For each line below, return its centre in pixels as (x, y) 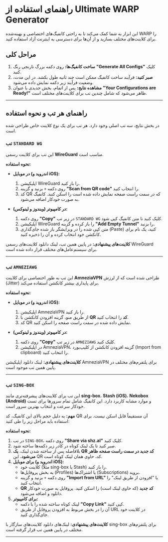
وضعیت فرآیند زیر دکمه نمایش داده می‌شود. (53, 82)
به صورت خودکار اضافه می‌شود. (50, 199)
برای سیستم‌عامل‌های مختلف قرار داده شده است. (52, 249)
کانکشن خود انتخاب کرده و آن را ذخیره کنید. (61, 234)
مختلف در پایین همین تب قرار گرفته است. (44, 530)
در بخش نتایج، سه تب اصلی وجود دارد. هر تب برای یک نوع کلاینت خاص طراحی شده (83, 125)
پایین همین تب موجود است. (31, 368)
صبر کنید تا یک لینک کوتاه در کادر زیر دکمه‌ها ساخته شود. (64, 446)
